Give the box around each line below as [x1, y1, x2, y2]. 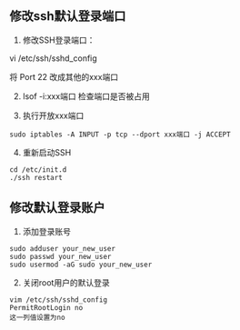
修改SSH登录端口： [22, 35, 95, 45]
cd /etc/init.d [9, 165, 67, 175]
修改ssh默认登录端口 [9, 8, 126, 25]
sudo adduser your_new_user [9, 244, 116, 253]
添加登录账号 [22, 225, 71, 236]
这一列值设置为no [9, 313, 65, 322]
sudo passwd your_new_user [9, 252, 112, 261]
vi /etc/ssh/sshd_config [9, 53, 97, 64]
